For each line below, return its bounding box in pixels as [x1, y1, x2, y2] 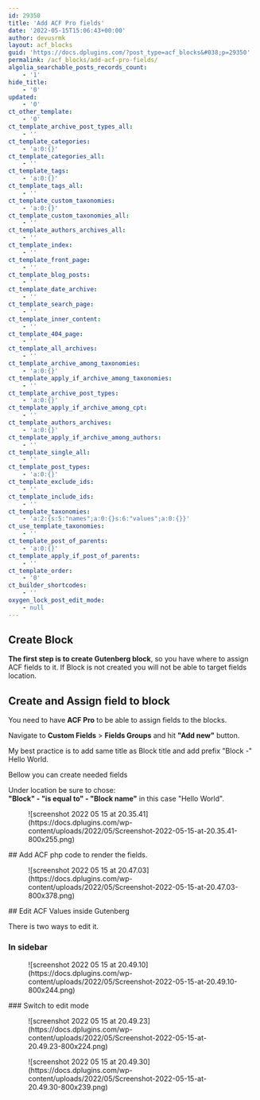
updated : [8, 93, 37, 101]
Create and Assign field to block [8, 694, 171, 708]
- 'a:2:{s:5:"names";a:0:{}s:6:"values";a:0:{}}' [22, 515, 191, 523]
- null [22, 603, 45, 611]
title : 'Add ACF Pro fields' [8, 19, 105, 27]
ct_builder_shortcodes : [8, 582, 87, 590]
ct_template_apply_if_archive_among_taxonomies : [8, 374, 173, 382]
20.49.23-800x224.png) [28, 1041, 109, 1051]
